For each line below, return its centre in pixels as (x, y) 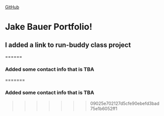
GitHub (12, 7)
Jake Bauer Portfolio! (49, 27)
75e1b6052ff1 (104, 108)
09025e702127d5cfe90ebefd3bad (125, 103)
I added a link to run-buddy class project (68, 45)
